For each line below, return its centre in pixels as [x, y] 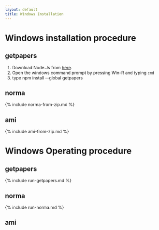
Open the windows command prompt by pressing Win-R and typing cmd [83, 73]
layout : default [21, 9]
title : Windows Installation [34, 14]
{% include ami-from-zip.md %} [37, 132]
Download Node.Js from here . [42, 67]
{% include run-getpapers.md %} [38, 181]
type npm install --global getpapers [47, 77]
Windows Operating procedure [68, 151]
